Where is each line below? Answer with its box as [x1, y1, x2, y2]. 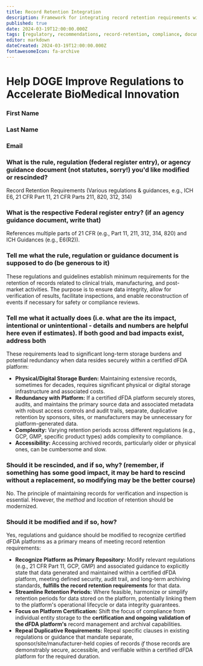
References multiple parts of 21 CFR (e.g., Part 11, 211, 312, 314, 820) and [6, 230, 187, 237]
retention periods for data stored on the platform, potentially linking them [14, 595, 196, 602]
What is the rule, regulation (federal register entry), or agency [6, 158, 192, 166]
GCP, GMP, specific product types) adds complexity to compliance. [14, 432, 183, 440]
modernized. [6, 503, 38, 510]
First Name [6, 109, 39, 117]
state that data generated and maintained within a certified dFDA [14, 569, 176, 576]
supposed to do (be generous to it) [6, 259, 110, 267]
